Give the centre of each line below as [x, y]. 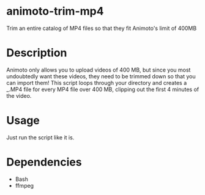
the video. [19, 95]
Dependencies [44, 162]
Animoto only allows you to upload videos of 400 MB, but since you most [99, 70]
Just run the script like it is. [40, 137]
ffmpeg [24, 185]
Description [37, 53]
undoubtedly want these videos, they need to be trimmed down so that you [101, 76]
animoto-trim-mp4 [55, 11]
